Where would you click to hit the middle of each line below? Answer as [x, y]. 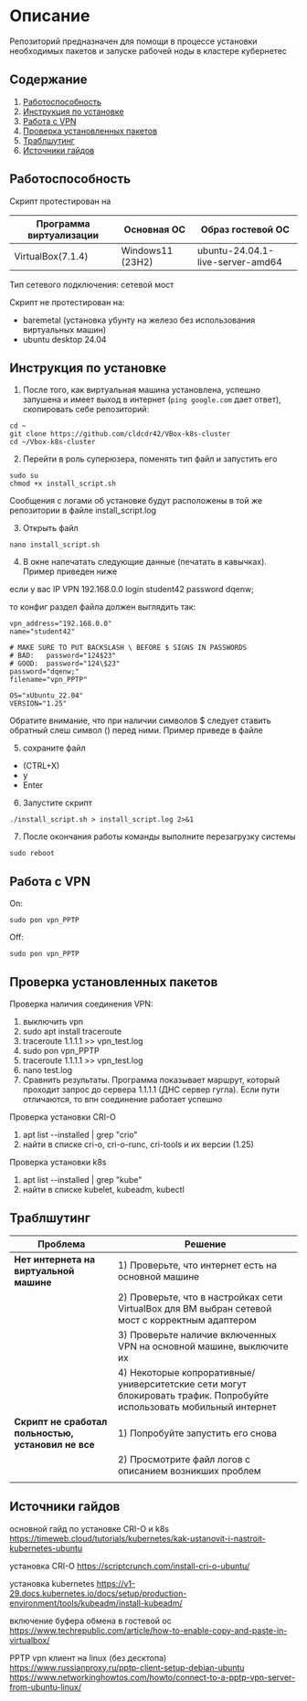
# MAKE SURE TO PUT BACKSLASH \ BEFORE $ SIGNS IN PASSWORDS [128, 648]
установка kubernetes [52, 1583]
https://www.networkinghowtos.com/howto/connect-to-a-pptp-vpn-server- [152, 1677]
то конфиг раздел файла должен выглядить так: [103, 607]
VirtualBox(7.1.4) [51, 256]
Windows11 [147, 250]
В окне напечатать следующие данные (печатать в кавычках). [145, 562]
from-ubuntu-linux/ [46, 1686]
